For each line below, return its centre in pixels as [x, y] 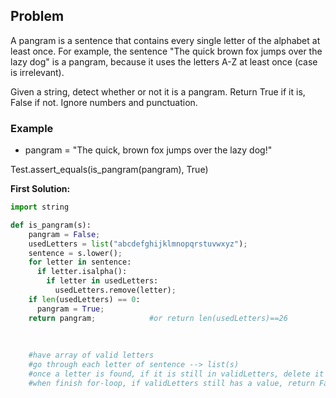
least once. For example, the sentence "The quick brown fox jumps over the [166, 51]
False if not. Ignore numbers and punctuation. [104, 102]
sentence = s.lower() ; [75, 253]
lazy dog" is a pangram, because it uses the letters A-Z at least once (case [164, 61]
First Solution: [40, 189]
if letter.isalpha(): [82, 272]
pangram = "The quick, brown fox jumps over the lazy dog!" [148, 150]
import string [40, 207]
